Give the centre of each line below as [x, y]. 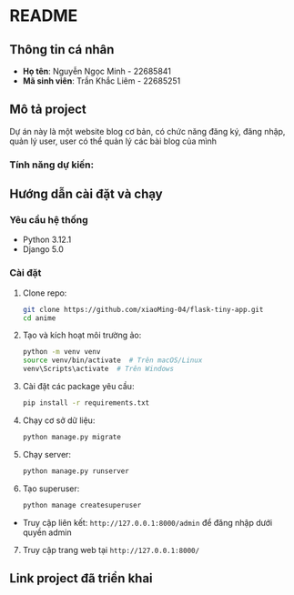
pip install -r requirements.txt [86, 403]
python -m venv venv [61, 352]
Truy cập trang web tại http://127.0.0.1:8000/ [111, 550]
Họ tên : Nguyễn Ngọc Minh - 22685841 [96, 71]
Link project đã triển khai [81, 578]
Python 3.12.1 [47, 240]
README [44, 16]
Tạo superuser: [51, 489]
